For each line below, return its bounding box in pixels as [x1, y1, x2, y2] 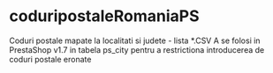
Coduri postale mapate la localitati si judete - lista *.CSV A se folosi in [9, 35, 261, 46]
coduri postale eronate [9, 54, 92, 64]
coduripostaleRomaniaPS [9, 6, 201, 26]
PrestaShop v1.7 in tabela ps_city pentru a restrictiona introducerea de [9, 44, 265, 55]
